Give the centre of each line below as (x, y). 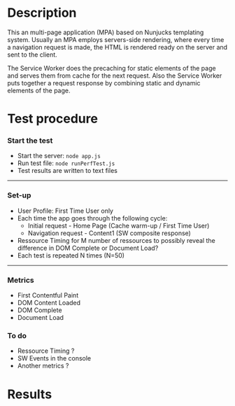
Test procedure (52, 119)
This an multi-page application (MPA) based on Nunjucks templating (106, 32)
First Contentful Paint (48, 295)
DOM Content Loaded (49, 303)
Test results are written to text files (67, 171)
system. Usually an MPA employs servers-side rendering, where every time (116, 39)
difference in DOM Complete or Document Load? (88, 248)
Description (42, 13)
